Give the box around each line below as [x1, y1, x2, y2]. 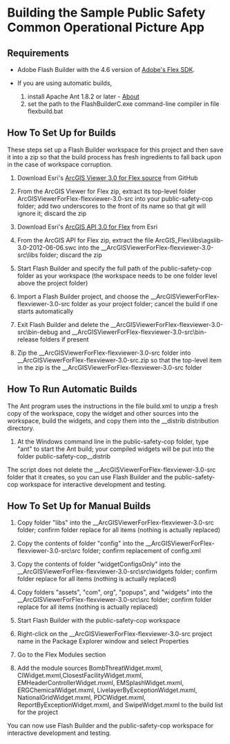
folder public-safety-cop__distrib [17, 452, 111, 460]
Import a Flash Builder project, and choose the [17, 292, 150, 301]
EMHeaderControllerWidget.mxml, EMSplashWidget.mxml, [17, 679, 184, 687]
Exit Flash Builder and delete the [17, 320, 109, 328]
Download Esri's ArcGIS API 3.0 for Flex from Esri [17, 222, 157, 231]
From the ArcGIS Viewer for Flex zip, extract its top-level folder [17, 187, 196, 195]
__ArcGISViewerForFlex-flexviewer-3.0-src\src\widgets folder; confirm [17, 567, 218, 576]
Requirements [7, 47, 69, 59]
